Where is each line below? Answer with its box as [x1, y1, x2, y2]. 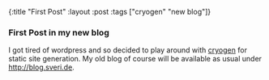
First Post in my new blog [8, 27, 109, 38]
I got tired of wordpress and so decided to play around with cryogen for [8, 45, 247, 55]
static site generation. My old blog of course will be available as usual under [8, 54, 262, 64]
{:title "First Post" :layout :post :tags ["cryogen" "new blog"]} [8, 7, 211, 16]
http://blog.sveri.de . [8, 62, 75, 72]
